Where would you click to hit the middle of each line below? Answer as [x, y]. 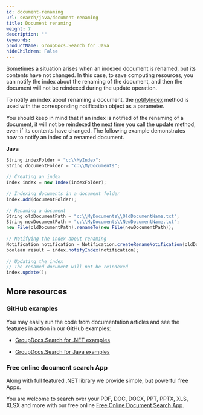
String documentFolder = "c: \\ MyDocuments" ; [63, 165]
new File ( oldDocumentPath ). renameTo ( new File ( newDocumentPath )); [90, 228]
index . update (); [27, 273]
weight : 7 [19, 29]
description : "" [27, 35]
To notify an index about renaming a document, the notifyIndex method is [98, 99]
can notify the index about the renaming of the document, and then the [95, 81]
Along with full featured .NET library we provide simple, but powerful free [97, 381]
